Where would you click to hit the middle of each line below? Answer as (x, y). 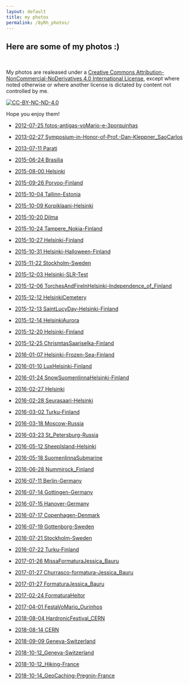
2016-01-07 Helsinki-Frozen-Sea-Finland (64, 355)
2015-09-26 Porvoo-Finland (49, 183)
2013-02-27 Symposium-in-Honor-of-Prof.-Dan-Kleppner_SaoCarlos (99, 137)
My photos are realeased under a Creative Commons (71, 72)
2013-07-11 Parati (36, 148)
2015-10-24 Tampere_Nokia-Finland (58, 229)
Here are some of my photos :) (63, 46)
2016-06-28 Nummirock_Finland (54, 469)
